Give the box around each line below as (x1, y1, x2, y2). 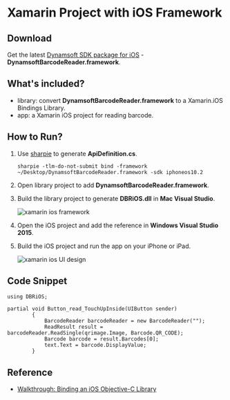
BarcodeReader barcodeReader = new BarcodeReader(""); (44, 318, 206, 325)
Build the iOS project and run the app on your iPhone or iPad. (17, 242, 191, 250)
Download (7, 32, 52, 44)
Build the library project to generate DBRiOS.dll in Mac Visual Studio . (17, 194, 215, 202)
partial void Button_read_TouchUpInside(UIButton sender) (7, 305, 178, 312)
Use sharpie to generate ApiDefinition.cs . (17, 149, 137, 158)
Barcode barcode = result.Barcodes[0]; (44, 336, 159, 343)
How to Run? (7, 131, 64, 143)
